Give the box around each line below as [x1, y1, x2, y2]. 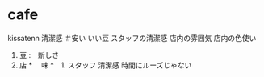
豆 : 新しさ [19, 50, 60, 59]
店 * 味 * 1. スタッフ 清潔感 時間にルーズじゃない [19, 60, 192, 70]
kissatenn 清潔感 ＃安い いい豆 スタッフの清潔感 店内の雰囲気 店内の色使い [7, 33, 257, 43]
